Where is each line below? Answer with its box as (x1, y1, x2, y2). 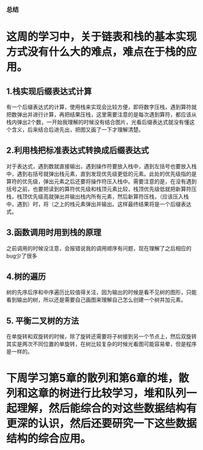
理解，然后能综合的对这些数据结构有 (17, 402, 198, 416)
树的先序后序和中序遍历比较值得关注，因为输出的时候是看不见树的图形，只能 (6, 289, 197, 296)
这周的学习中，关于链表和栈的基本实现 (6, 30, 198, 44)
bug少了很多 (6, 252, 37, 259)
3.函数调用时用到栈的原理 (6, 227, 101, 238)
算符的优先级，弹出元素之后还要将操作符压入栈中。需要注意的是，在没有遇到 (6, 177, 197, 185)
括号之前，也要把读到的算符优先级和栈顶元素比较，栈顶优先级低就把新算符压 (6, 185, 197, 192)
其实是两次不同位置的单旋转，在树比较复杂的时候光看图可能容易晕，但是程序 (6, 341, 197, 348)
